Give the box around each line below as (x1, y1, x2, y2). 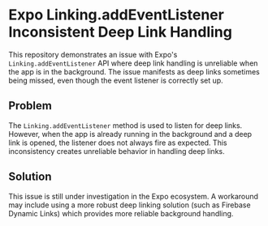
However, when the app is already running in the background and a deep (8, 129, 253, 139)
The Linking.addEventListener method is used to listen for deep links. (8, 120, 243, 130)
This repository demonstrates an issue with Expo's (8, 49, 178, 59)
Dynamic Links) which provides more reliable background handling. (8, 208, 234, 218)
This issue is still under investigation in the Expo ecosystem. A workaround (8, 191, 258, 201)
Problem (8, 99, 53, 113)
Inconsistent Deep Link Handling (8, 23, 233, 41)
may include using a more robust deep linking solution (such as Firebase (8, 200, 251, 210)
